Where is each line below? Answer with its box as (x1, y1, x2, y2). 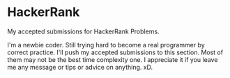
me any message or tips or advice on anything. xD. (7, 63, 153, 71)
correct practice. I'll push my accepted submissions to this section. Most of (7, 48, 224, 56)
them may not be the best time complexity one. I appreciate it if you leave (7, 55, 218, 63)
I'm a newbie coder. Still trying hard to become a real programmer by (7, 40, 206, 49)
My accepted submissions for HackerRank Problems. (7, 27, 160, 36)
